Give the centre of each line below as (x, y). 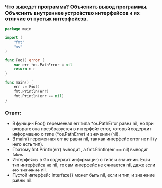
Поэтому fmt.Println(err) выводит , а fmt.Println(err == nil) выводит (80, 149)
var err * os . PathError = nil (43, 65)
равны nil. (22, 180)
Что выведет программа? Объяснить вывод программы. (76, 7)
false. (17, 154)
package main (18, 29)
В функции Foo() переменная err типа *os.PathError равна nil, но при (83, 123)
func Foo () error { (25, 60)
